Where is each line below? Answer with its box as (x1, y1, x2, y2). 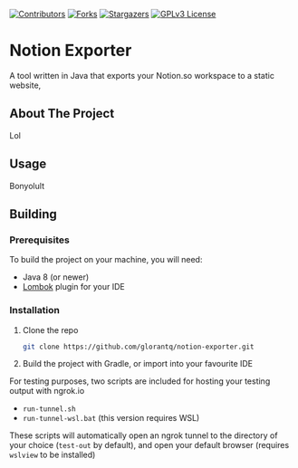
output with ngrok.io (9, 386, 85, 396)
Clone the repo (22, 324, 79, 335)
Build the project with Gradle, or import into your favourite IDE (22, 358, 254, 369)
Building (9, 206, 57, 222)
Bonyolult (9, 180, 45, 191)
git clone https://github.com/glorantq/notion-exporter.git (22, 342, 255, 351)
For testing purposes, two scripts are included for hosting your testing (9, 376, 271, 387)
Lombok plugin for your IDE (22, 282, 125, 292)
